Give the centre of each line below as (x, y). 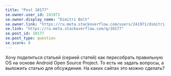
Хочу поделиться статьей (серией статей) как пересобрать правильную (84, 57)
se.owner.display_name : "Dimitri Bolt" (48, 19)
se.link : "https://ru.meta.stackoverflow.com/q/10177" (65, 29)
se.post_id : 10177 (25, 33)
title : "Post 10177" (27, 10)
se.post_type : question (31, 39)
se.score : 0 (18, 43)
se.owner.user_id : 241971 (33, 15)
